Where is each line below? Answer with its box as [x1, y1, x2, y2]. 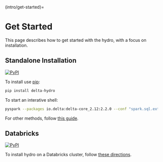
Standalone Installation [5, 56, 77, 65]
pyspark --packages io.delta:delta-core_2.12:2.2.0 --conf [5, 107, 127, 111]
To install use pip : [5, 79, 40, 85]
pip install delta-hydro [5, 88, 55, 93]
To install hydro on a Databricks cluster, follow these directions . [5, 152, 132, 158]
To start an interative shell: [5, 97, 58, 103]
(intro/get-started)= [5, 4, 45, 10]
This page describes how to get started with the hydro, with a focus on [5, 37, 147, 43]
